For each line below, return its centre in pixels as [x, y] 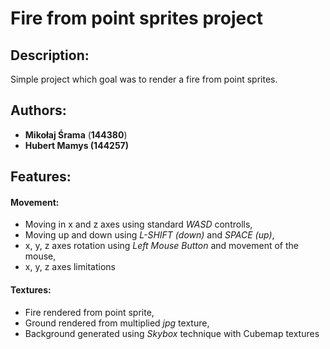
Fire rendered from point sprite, [89, 312]
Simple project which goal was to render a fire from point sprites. [144, 79]
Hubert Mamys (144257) [77, 145]
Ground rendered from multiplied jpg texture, [117, 323]
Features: [41, 177]
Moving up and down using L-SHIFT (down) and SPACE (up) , [149, 235]
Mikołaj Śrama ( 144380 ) [76, 134]
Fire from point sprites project [136, 18]
